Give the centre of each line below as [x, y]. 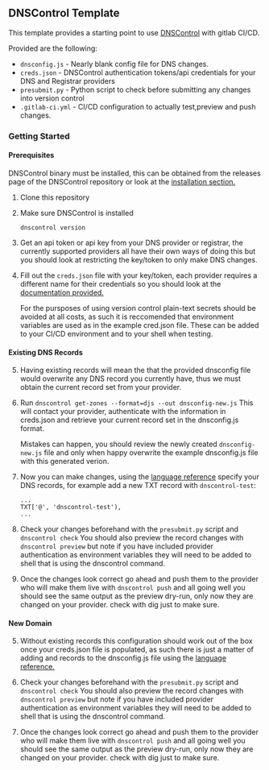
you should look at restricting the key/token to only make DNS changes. [139, 259]
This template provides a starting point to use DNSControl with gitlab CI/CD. [134, 32]
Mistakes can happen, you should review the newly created [118, 444]
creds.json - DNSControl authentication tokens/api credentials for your [138, 72]
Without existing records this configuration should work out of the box [136, 641]
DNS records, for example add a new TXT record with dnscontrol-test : [138, 486]
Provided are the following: [53, 48]
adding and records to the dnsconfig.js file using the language [123, 658]
